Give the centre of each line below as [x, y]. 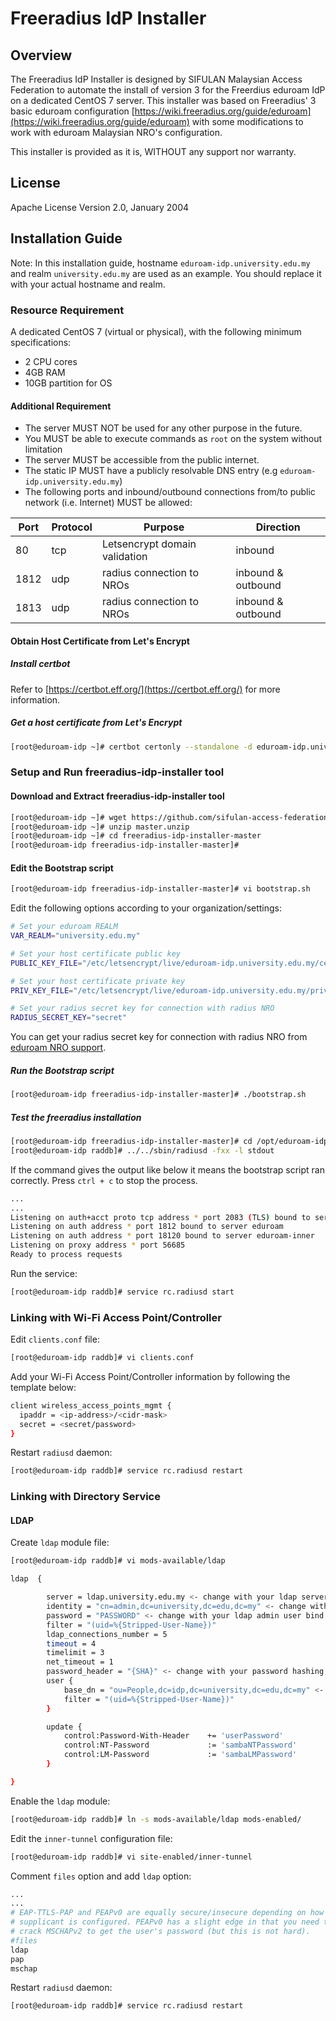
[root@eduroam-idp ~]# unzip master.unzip [100, 827]
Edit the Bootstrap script [62, 868]
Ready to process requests [66, 1255]
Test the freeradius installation [76, 1117]
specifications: [41, 342]
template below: [43, 1387]
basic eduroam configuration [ [72, 111]
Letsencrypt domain [149, 544]
